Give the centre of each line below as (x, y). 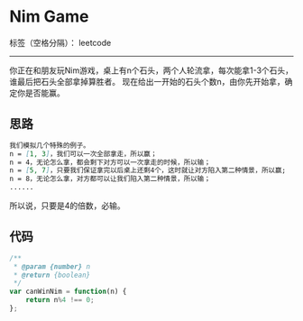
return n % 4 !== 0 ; (60, 300)
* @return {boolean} (52, 275)
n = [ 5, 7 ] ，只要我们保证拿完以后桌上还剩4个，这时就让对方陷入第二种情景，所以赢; (148, 170)
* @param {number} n (52, 266)
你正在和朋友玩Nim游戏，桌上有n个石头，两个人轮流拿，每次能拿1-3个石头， (151, 70)
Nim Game (49, 17)
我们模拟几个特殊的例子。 (50, 145)
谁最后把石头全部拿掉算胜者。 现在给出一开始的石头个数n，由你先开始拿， (147, 81)
